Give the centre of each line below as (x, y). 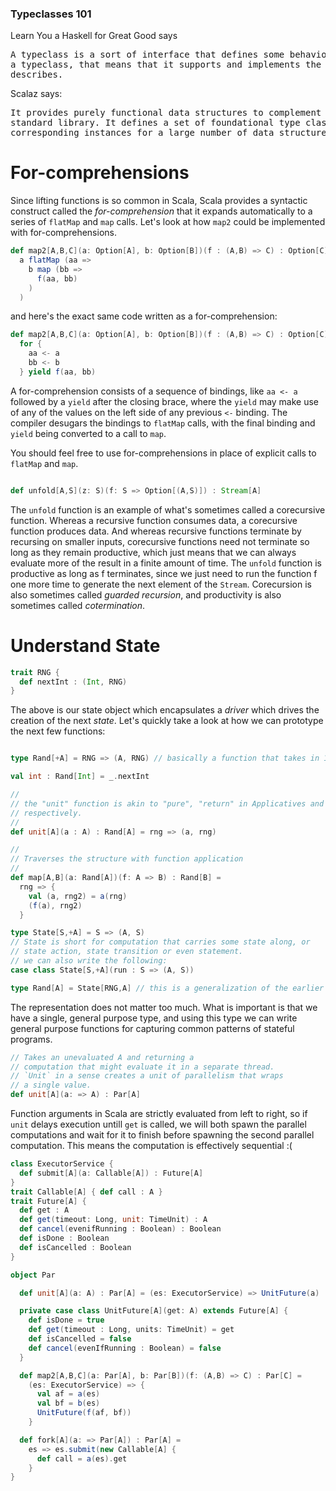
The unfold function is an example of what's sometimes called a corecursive (168, 509)
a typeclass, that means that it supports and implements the (166, 65)
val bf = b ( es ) (68, 1403)
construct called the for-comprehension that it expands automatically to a (161, 211)
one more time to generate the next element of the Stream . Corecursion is (161, 584)
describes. (37, 75)
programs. (31, 1039)
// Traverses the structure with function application (127, 859)
